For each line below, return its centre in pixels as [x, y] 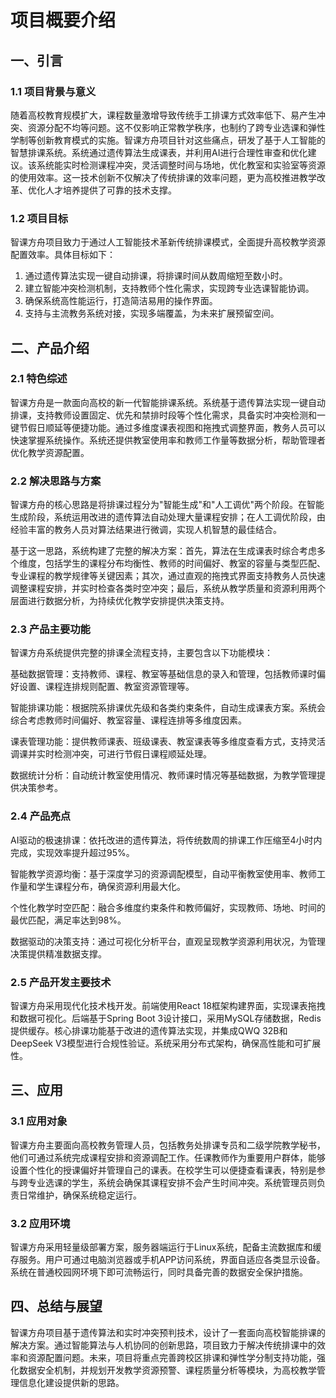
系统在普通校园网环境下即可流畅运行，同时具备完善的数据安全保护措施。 [159, 1272]
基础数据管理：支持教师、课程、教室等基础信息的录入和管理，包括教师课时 [163, 674]
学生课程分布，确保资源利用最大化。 [111, 886]
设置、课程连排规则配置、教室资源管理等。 [106, 687]
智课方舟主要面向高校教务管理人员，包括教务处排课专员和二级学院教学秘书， [168, 1145]
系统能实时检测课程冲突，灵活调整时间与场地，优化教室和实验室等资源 [181, 165]
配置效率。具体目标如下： [63, 255]
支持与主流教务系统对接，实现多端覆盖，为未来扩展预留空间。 [152, 313]
